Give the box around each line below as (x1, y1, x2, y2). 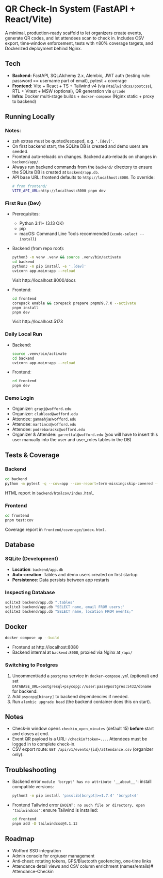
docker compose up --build (5, 635, 60, 641)
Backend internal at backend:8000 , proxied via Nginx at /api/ (12, 649, 132, 655)
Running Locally (5, 113, 55, 121)
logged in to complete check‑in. (12, 741, 76, 747)
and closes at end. (12, 731, 49, 737)
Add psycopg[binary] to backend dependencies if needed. (12, 693, 129, 699)
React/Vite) (5, 14, 52, 25)
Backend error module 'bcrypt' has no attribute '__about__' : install (12, 779, 152, 784)
